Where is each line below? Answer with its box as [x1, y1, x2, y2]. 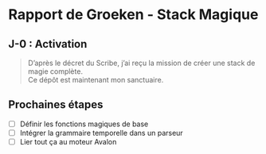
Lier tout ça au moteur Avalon [19, 137, 117, 146]
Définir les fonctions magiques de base [19, 119, 149, 129]
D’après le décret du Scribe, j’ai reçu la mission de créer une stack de [27, 58, 256, 67]
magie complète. [27, 67, 84, 76]
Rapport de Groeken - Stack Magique [8, 6, 259, 24]
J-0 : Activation [8, 37, 88, 51]
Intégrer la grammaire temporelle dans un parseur [19, 128, 183, 137]
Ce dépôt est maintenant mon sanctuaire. [27, 75, 164, 84]
